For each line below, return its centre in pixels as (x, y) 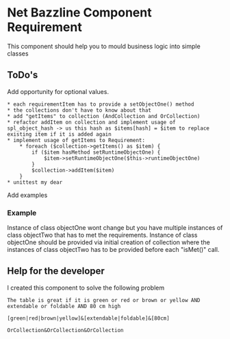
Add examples (27, 195)
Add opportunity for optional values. (58, 91)
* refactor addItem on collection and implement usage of (91, 122)
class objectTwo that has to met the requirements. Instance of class (102, 235)
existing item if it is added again (59, 134)
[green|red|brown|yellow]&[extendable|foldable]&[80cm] (88, 318)
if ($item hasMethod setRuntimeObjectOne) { (96, 152)
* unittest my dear (35, 182)
